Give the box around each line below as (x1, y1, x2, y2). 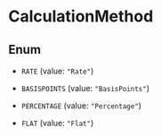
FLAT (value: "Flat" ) (20, 118, 94, 128)
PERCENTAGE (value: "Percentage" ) (20, 100, 142, 111)
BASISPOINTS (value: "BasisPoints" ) (20, 83, 150, 93)
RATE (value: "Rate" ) (20, 65, 94, 76)
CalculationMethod (8, 6, 154, 27)
